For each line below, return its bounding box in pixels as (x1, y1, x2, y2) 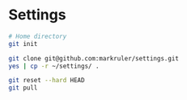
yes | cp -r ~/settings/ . (8, 62, 100, 70)
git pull (8, 84, 38, 92)
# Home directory (8, 32, 67, 40)
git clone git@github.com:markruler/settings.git (8, 54, 180, 62)
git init (8, 40, 38, 48)
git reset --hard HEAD (8, 77, 85, 85)
